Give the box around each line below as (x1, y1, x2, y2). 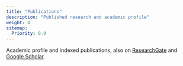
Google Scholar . (6, 53, 46, 60)
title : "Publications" (6, 8, 62, 15)
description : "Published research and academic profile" (6, 14, 150, 20)
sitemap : (6, 25, 28, 31)
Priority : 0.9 (11, 31, 46, 37)
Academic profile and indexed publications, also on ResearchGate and (6, 47, 178, 54)
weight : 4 (6, 19, 31, 25)
